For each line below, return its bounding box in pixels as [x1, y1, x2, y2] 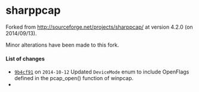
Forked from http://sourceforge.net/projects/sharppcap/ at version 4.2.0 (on [5, 23, 194, 30]
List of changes [5, 55, 45, 62]
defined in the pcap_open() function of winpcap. [14, 75, 134, 82]
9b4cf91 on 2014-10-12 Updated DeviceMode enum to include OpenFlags [14, 68, 189, 75]
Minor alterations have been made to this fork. [5, 41, 120, 48]
